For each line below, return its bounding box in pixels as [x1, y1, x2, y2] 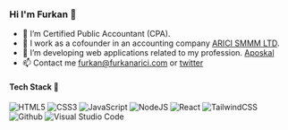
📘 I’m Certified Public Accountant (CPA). [21, 29, 171, 39]
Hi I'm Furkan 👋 [9, 8, 77, 21]
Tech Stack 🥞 [9, 81, 60, 92]
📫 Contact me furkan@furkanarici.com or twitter [21, 57, 204, 68]
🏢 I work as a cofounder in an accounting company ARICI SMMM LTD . [21, 38, 280, 48]
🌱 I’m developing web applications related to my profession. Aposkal [21, 48, 275, 58]
